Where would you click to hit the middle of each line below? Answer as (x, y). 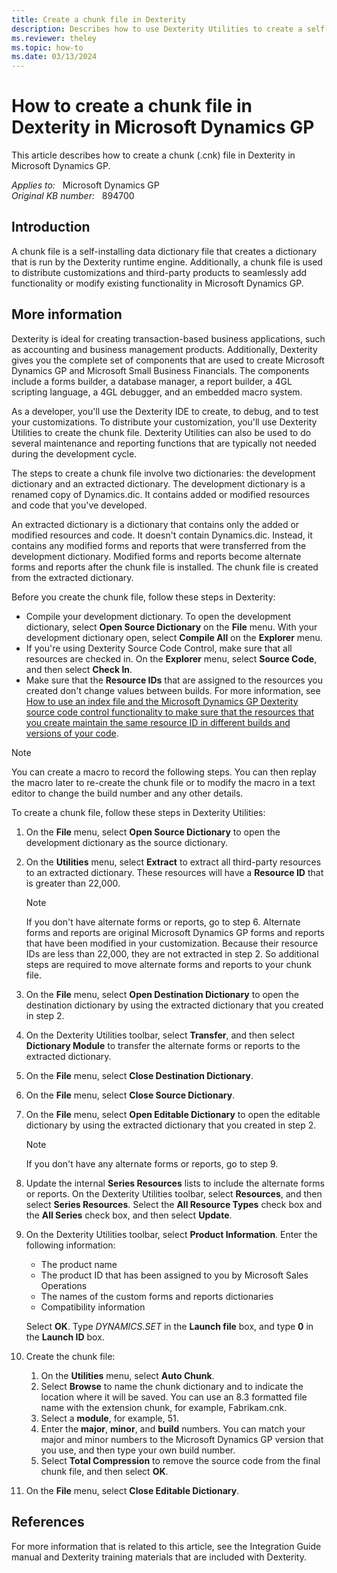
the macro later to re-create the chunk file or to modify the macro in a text (163, 782)
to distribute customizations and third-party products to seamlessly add (159, 272)
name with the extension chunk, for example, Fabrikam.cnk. (164, 1407)
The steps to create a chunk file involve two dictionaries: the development (163, 473)
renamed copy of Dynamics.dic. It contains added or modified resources (161, 494)
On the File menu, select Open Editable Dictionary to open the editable (173, 1114)
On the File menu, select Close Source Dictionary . (130, 1095)
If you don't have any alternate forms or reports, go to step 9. (152, 1163)
